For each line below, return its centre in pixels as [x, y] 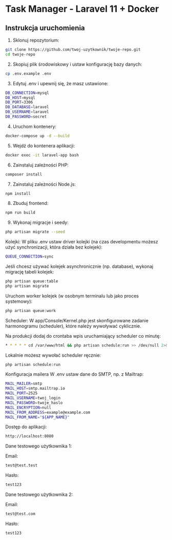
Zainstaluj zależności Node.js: [44, 184]
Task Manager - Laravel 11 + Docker [82, 9]
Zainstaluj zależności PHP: [41, 165]
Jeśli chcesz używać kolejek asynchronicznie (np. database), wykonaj [79, 266]
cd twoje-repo [20, 54]
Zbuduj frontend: [30, 203]
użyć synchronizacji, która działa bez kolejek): [54, 247]
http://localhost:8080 [29, 436]
